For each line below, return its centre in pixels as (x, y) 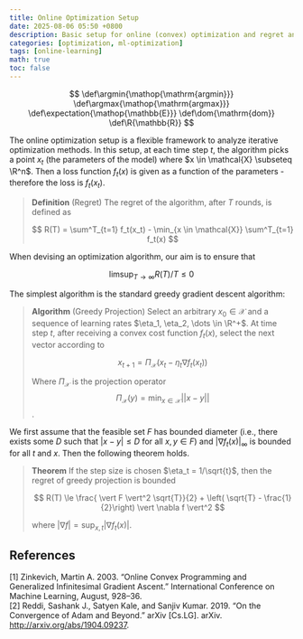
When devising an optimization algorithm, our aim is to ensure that (133, 257)
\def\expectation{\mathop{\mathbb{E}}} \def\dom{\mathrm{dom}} (151, 113)
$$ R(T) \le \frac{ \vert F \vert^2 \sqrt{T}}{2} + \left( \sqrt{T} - (148, 497)
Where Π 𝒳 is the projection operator (99, 383)
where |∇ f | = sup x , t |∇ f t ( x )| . (82, 526)
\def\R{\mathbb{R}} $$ (151, 122)
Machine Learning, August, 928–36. (76, 597)
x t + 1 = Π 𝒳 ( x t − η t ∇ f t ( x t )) (163, 363)
